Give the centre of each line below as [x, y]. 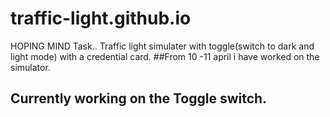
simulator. [30, 67]
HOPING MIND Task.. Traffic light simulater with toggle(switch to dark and [162, 46]
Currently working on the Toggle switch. [139, 98]
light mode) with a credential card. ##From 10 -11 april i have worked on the [165, 56]
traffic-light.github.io [101, 18]
